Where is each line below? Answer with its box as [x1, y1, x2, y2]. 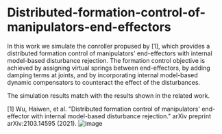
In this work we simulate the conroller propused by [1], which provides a [7, 42, 210, 50]
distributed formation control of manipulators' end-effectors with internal [7, 49, 212, 57]
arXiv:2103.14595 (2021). [7, 119, 77, 127]
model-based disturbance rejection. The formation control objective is [7, 56, 206, 64]
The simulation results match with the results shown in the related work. [7, 91, 210, 100]
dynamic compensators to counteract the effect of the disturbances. [7, 78, 201, 86]
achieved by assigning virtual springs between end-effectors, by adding [7, 64, 210, 72]
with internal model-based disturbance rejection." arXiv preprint [30, 111, 211, 120]
